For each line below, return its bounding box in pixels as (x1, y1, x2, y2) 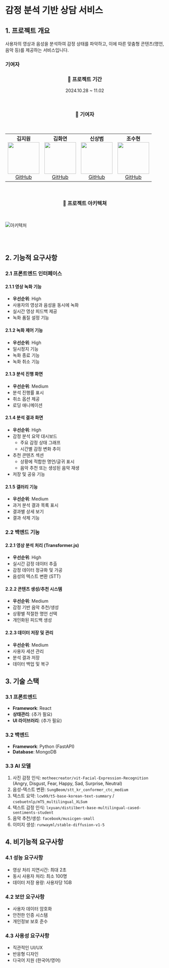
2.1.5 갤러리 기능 (5, 484, 38, 490)
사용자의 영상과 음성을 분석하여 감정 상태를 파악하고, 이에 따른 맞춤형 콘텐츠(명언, (5, 41, 164, 47)
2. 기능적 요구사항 (5, 254, 58, 262)
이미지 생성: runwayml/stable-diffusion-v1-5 (12, 821, 105, 827)
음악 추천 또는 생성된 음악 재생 (20, 465, 80, 471)
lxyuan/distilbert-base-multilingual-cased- (46, 805, 141, 810)
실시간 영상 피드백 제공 (12, 308, 58, 314)
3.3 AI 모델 (5, 762, 31, 769)
